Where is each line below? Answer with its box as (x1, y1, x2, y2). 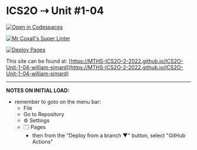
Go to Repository (23, 110, 64, 118)
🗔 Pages (23, 123, 46, 130)
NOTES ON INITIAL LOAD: (6, 87, 70, 94)
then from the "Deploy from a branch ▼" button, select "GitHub (32, 132, 186, 139)
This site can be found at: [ (6, 57, 71, 64)
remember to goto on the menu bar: (14, 98, 101, 105)
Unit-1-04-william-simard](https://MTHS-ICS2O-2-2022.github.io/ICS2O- (6, 63, 184, 71)
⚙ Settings (23, 117, 50, 124)
